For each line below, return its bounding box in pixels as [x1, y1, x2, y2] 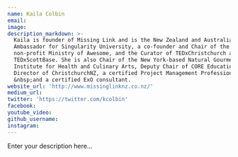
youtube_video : [7, 109, 52, 116]
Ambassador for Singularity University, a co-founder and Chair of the [13, 43, 230, 50]
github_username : [7, 115, 59, 122]
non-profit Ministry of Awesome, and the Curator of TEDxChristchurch [13, 50, 227, 57]
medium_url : [7, 89, 42, 96]
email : [7, 17, 27, 24]
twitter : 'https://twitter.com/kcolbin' [7, 96, 129, 103]
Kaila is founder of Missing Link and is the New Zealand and [13, 37, 201, 44]
